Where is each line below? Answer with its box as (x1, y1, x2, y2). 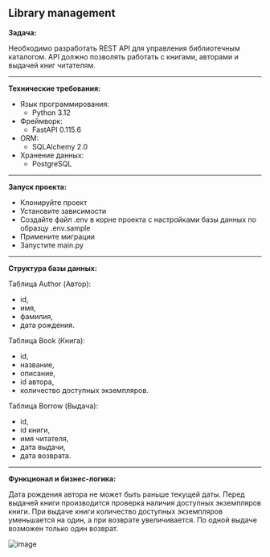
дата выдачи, (19, 442, 66, 452)
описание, (19, 368, 56, 378)
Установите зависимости (19, 206, 107, 215)
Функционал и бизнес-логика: (8, 473, 117, 483)
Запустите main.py (19, 240, 84, 250)
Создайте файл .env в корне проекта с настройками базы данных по (19, 215, 257, 224)
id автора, (19, 377, 55, 387)
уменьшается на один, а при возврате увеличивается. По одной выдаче (8, 514, 257, 525)
